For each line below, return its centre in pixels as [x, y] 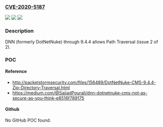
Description [19, 31]
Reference [16, 71]
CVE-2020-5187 [25, 7]
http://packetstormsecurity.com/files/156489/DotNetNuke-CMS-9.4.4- [84, 82]
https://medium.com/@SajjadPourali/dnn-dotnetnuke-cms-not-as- [80, 93]
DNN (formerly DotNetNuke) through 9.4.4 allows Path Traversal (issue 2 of [82, 42]
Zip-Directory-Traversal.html [41, 88]
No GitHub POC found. [28, 120]
